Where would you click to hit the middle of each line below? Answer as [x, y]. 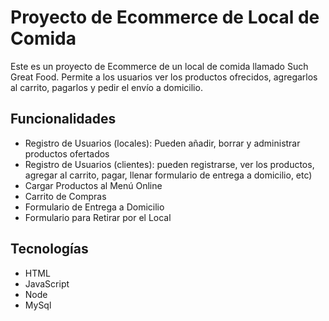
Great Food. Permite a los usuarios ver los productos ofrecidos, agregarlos [164, 77]
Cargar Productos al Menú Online [93, 185]
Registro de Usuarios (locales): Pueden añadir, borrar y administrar [162, 143]
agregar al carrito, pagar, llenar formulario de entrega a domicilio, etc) [168, 175]
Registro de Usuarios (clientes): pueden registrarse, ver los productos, [169, 164]
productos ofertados [67, 153]
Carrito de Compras [65, 196]
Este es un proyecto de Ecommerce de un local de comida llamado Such [159, 66]
